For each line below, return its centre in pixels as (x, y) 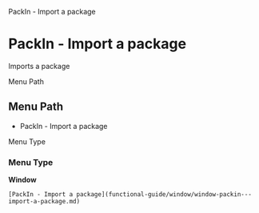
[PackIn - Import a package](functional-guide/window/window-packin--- (130, 195)
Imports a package (39, 66)
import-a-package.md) (44, 202)
